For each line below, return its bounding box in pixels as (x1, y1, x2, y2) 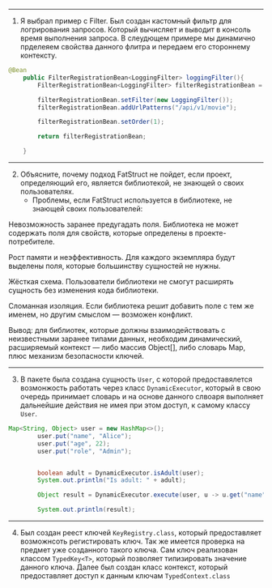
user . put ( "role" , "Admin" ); (37, 447, 132, 455)
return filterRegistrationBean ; (37, 133, 147, 141)
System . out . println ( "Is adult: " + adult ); (37, 476, 186, 484)
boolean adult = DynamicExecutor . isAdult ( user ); (37, 469, 205, 477)
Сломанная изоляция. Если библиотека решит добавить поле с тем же (8, 301, 254, 310)
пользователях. (19, 187, 74, 196)
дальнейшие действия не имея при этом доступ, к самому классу (19, 400, 251, 410)
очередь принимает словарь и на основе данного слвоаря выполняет (19, 392, 264, 401)
